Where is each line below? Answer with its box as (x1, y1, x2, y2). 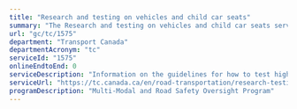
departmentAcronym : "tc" (9, 46, 101, 54)
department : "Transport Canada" (9, 37, 128, 47)
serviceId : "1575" (9, 54, 77, 62)
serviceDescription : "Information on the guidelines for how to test (9, 70, 271, 79)
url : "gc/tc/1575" (9, 29, 77, 38)
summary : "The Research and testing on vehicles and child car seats (9, 21, 271, 30)
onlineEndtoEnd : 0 (9, 62, 77, 71)
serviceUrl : (9, 78, 53, 87)
